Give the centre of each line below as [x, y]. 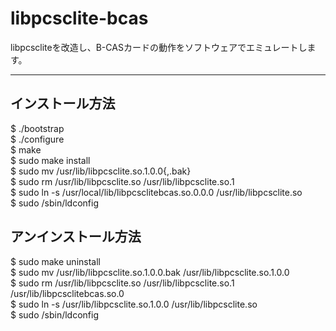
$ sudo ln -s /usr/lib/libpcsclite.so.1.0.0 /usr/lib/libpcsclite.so [134, 304]
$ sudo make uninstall [55, 261]
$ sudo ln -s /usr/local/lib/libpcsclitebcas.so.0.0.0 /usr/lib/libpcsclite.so [156, 192]
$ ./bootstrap [37, 128]
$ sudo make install [50, 160]
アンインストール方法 [76, 237]
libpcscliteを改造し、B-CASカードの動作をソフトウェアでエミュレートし [159, 47]
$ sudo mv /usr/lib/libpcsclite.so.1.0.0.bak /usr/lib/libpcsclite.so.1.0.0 [150, 272]
